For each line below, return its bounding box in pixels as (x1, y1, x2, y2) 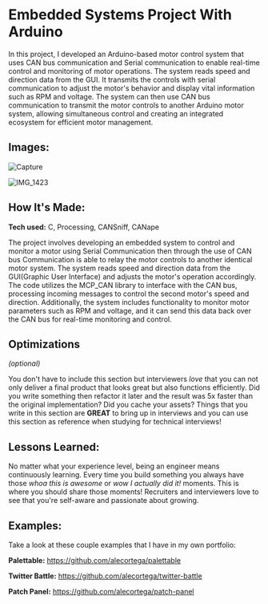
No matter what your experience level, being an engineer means (8, 461, 220, 471)
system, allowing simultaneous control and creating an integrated (8, 108, 224, 118)
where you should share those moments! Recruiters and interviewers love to (8, 487, 259, 497)
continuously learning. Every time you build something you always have (8, 470, 244, 480)
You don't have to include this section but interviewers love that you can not (8, 375, 258, 384)
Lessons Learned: (8, 440, 100, 454)
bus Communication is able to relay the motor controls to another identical (8, 254, 253, 264)
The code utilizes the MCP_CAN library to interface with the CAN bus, (8, 280, 238, 290)
